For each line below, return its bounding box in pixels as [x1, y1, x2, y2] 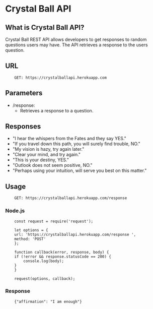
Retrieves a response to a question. [20, 107, 94, 113]
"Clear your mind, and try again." [12, 152, 81, 158]
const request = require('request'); [14, 219, 94, 224]
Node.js [5, 207, 25, 214]
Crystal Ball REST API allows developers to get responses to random [5, 36, 147, 42]
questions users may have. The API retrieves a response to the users [5, 42, 148, 48]
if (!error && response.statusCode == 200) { [14, 254, 112, 259]
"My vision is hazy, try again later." [12, 146, 85, 152]
